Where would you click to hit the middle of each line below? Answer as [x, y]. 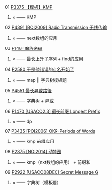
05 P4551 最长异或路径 [28, 90]
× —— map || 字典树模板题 [39, 80]
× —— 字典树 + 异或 [33, 101]
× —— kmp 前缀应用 [33, 141]
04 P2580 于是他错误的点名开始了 [40, 69]
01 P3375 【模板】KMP [29, 7]
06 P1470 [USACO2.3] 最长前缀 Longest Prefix [53, 111]
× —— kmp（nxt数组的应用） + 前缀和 [51, 162]
